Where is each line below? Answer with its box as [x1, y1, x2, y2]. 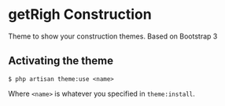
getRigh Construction [8, 5, 152, 24]
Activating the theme [8, 54, 114, 68]
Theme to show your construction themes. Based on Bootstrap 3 [8, 31, 218, 41]
